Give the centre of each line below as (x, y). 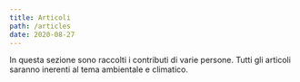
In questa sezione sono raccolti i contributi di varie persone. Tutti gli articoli (150, 60)
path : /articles (40, 26)
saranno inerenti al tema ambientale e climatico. (99, 69)
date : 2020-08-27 (42, 34)
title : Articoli (40, 18)
